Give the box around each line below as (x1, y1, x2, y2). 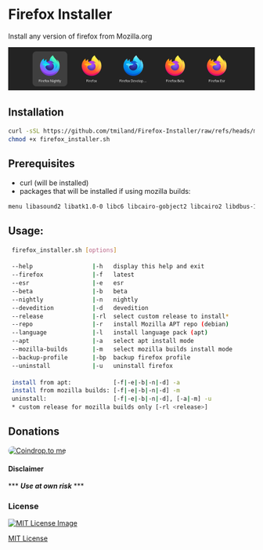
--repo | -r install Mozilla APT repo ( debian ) (11, 320, 229, 329)
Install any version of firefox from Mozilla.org (8, 31, 153, 41)
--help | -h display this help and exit (11, 263, 205, 271)
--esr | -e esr (11, 279, 124, 287)
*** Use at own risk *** (8, 481, 85, 491)
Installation (8, 105, 64, 118)
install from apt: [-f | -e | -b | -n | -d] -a (11, 378, 180, 386)
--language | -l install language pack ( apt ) (11, 329, 209, 337)
